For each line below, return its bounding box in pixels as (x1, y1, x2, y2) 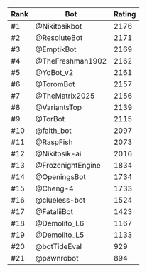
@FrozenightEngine (35, 161, 101, 170)
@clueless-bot (35, 196, 86, 205)
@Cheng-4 (35, 183, 74, 193)
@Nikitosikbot (35, 21, 82, 31)
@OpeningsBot (35, 172, 87, 181)
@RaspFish (35, 137, 73, 147)
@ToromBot (35, 79, 75, 89)
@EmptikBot (35, 44, 77, 54)
